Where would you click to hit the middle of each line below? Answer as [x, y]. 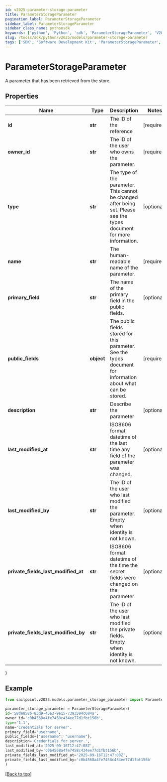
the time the [124, 565]
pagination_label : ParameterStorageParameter [53, 19]
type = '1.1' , [17, 723]
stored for [122, 333]
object [97, 358]
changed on [124, 584]
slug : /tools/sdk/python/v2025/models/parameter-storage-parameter [77, 38]
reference [122, 131]
